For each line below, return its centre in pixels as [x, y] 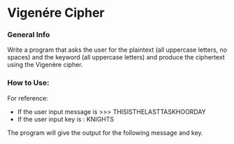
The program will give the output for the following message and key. [105, 132]
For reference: [28, 98]
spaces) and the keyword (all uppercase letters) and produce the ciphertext [116, 57]
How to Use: [28, 83]
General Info [29, 35]
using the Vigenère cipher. [45, 65]
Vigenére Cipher [56, 13]
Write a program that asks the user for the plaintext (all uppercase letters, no [117, 50]
